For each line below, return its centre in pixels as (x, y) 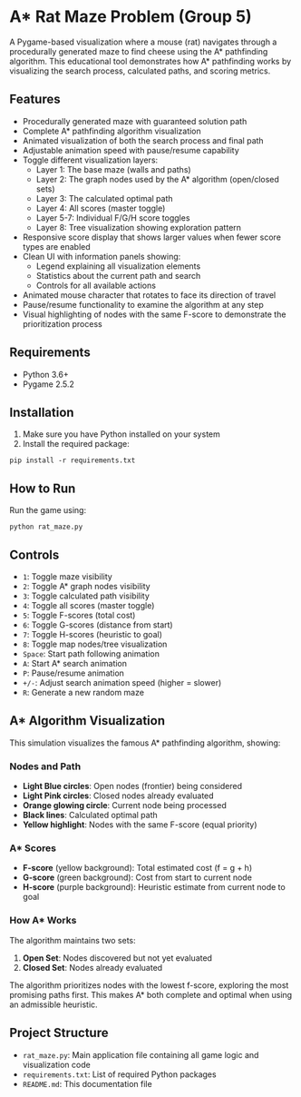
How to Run (43, 488)
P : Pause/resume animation (73, 673)
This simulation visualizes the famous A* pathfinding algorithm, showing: (145, 743)
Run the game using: (48, 510)
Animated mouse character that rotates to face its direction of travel (149, 295)
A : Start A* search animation (75, 663)
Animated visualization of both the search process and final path (143, 140)
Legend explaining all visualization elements (118, 266)
